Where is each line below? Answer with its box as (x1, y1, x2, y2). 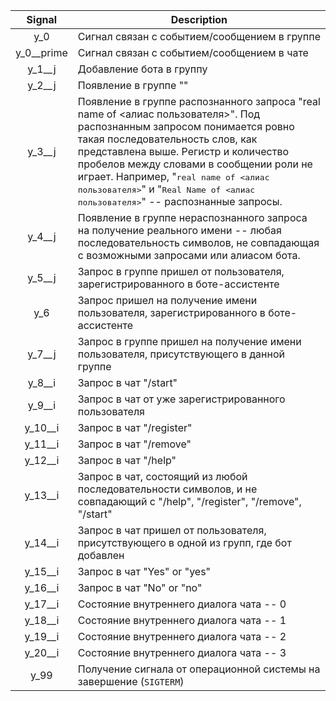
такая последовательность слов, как (77, 132, 258, 146)
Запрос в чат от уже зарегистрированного (77, 392, 286, 406)
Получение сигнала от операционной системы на (77, 662, 321, 676)
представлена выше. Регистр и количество (77, 145, 290, 158)
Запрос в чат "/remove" (77, 437, 192, 451)
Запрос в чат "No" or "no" (77, 581, 203, 594)
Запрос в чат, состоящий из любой (77, 470, 248, 483)
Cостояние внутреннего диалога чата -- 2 (77, 630, 287, 643)
